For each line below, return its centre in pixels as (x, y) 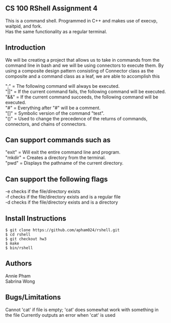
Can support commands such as (58, 140)
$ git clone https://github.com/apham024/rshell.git (63, 230)
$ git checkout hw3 (26, 239)
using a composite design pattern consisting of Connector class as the (80, 70)
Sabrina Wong (20, 281)
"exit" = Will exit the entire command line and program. (63, 152)
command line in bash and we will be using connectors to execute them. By (85, 65)
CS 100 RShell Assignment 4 (52, 8)
